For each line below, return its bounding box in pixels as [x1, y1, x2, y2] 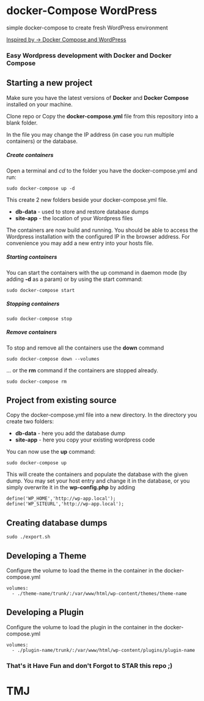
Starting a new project [6, 78, 93, 88]
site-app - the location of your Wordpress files [15, 214, 133, 221]
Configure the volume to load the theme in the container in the [6, 567, 163, 574]
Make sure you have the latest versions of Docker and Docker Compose [6, 94, 189, 101]
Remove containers [6, 329, 57, 336]
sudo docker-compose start [6, 287, 75, 293]
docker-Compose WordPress [6, 4, 158, 18]
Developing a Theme [6, 550, 87, 561]
